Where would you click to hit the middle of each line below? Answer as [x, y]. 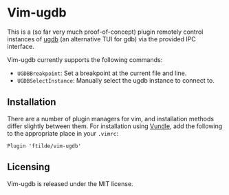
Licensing [29, 167]
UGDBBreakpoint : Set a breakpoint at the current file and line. [102, 73]
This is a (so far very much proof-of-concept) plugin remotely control [105, 32]
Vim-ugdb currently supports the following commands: [85, 59]
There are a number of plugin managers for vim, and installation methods [111, 119]
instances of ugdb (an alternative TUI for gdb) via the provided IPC [101, 39]
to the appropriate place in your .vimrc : [63, 133]
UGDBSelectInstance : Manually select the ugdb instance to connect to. [116, 80]
